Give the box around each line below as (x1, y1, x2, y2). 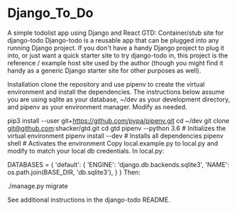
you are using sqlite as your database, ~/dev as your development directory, (7, 94, 231, 104)
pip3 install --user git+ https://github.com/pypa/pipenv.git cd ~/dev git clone (7, 116, 229, 125)
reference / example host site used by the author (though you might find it (7, 58, 224, 67)
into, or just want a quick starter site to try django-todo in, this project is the (7, 51, 228, 60)
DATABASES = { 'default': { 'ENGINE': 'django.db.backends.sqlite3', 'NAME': (7, 160, 229, 168)
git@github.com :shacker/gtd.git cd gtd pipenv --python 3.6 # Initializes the (7, 124, 226, 132)
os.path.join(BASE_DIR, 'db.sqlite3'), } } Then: (7, 168, 140, 176)
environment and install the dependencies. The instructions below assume (7, 87, 225, 96)
